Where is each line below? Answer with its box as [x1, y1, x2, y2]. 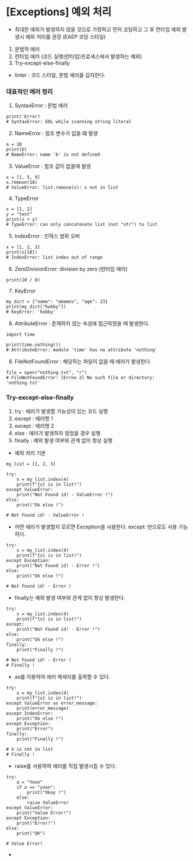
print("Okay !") [27, 789, 66, 795]
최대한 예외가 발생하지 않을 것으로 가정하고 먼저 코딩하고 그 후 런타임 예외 [14, 26, 181, 33]
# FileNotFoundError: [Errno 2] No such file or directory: [6, 375, 156, 381]
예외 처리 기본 [14, 449, 46, 456]
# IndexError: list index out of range [6, 255, 103, 260]
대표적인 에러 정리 [6, 87, 54, 95]
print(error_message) [16, 705, 69, 711]
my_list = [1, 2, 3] [6, 461, 57, 467]
